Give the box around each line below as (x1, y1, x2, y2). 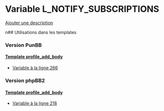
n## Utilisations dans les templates (5, 29, 77, 35)
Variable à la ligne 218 (12, 100, 57, 107)
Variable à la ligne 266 (12, 65, 58, 71)
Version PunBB (5, 41, 42, 48)
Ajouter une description (5, 20, 54, 26)
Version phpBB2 (5, 77, 46, 84)
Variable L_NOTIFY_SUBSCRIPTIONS (5, 3, 160, 15)
